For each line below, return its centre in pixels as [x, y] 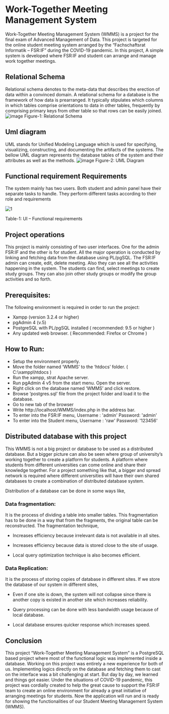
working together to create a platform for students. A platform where [76, 459]
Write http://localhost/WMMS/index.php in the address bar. [74, 410]
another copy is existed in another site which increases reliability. [80, 600]
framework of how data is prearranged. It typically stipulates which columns [84, 100]
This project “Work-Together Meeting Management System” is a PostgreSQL [85, 653]
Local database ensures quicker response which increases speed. [81, 625]
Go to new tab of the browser [43, 404]
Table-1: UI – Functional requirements [44, 219]
